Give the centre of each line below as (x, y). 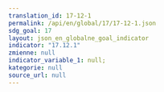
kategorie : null (35, 68)
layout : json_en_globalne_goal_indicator (79, 38)
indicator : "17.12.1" (45, 46)
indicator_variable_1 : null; (57, 61)
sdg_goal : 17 (30, 30)
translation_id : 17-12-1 (50, 16)
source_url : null (37, 75)
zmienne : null (32, 53)
